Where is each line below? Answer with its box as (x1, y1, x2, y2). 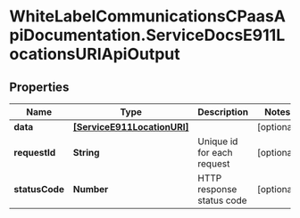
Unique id (197, 135, 238, 148)
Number (72, 183, 109, 195)
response (197, 183, 237, 195)
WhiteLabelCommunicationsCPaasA (9, 6, 286, 27)
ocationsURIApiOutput (9, 44, 180, 64)
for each (197, 147, 233, 158)
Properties (9, 79, 70, 94)
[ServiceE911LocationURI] (72, 121, 189, 133)
